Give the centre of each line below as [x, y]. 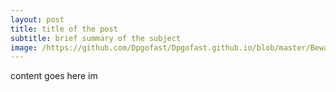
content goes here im [54, 76]
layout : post [37, 19]
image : [24, 47]
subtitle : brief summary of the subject [96, 38]
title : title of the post [64, 29]
